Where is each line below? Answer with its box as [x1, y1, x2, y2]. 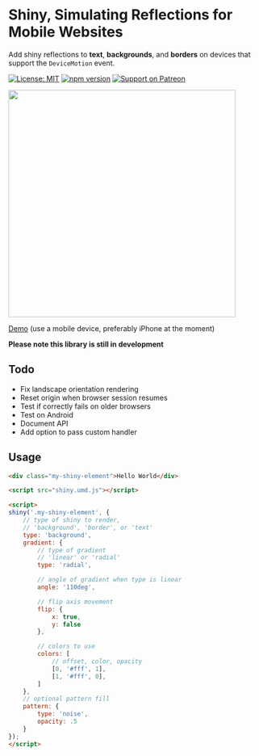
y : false [51, 620, 81, 628]
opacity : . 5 [37, 717, 78, 726]
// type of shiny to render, [23, 516, 121, 524]
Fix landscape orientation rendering [19, 384, 139, 393]
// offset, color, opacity [51, 657, 143, 666]
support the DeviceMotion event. [8, 58, 115, 68]
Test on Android [19, 409, 74, 419]
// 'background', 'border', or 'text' [23, 523, 153, 531]
